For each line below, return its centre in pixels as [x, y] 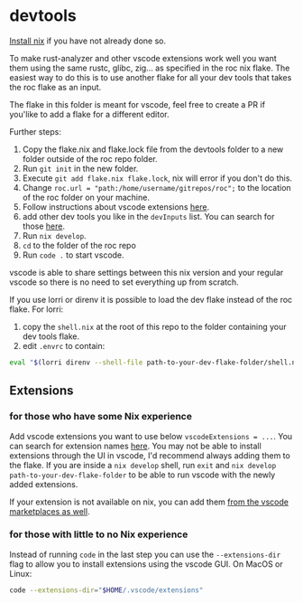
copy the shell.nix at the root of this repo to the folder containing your [154, 326]
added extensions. [44, 484]
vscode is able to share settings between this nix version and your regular [147, 272]
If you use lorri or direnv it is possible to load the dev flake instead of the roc [151, 299]
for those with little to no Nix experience [99, 534]
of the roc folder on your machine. [86, 197]
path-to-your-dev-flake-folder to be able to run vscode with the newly [142, 475]
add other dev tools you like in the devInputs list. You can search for [148, 216]
